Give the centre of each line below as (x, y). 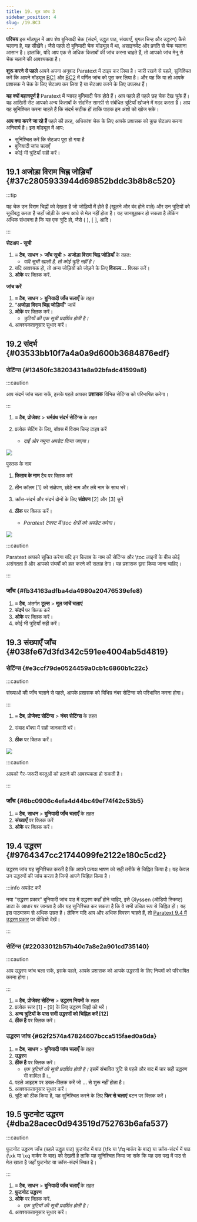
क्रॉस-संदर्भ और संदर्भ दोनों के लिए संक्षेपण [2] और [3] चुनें (69, 499)
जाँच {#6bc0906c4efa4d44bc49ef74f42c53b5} (75, 801)
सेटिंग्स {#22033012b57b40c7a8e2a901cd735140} (78, 946)
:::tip (11, 195)
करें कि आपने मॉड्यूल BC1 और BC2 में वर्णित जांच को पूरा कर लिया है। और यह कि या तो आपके (95, 78)
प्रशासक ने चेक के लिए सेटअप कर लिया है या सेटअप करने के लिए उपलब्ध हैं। (77, 84)
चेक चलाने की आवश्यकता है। (34, 59)
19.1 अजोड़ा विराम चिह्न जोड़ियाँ (49, 172)
